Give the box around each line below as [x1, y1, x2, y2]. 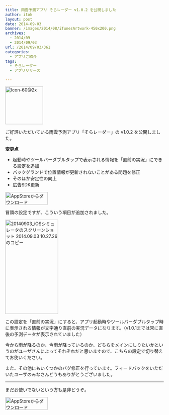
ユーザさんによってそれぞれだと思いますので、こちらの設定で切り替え [18, 348, 163, 354]
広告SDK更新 [12, 182, 40, 187]
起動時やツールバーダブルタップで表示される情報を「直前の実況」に [12, 157, 154, 162]
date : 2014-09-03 [5, 21, 42, 27]
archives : [5, 31, 26, 36]
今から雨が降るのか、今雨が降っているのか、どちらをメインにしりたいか [5, 342, 155, 348]
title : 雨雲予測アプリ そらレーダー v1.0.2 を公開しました [5, 7, 117, 13]
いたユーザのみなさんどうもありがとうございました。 [5, 371, 116, 377]
